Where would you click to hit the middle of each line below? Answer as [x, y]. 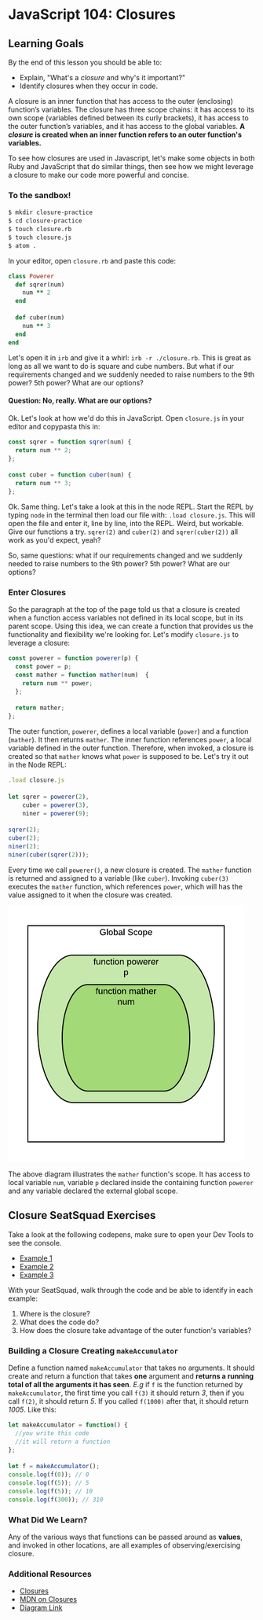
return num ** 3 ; [44, 484]
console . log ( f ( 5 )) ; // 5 [49, 1483]
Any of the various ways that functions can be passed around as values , [126, 1537]
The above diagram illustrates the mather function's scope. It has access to [129, 1174]
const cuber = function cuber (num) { [70, 475]
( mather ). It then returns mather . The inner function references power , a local [130, 740]
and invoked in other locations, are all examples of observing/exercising [124, 1545]
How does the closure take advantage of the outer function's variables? [135, 1330]
